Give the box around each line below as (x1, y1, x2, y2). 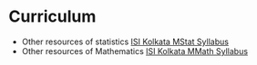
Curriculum (8, 6, 97, 27)
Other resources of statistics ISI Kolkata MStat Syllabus (21, 36, 230, 47)
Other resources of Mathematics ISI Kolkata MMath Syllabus (21, 45, 248, 56)
